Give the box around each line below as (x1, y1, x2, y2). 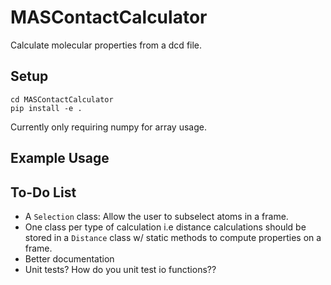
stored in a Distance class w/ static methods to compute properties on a (24, 231, 322, 243)
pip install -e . (10, 103, 83, 113)
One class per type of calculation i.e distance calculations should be (24, 221, 307, 233)
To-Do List (10, 184, 77, 201)
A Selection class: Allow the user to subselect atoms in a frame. (24, 210, 289, 222)
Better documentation (24, 252, 115, 265)
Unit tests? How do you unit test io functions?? (24, 263, 217, 275)
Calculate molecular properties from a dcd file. (10, 39, 203, 51)
